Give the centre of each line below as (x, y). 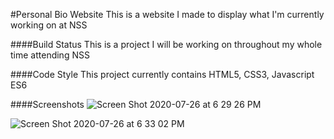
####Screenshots (47, 104)
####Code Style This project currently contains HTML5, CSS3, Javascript (162, 74)
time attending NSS (50, 55)
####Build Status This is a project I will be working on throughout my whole (166, 44)
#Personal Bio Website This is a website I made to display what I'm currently (167, 14)
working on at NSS (49, 25)
